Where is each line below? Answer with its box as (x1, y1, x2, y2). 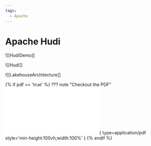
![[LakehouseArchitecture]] (5, 72, 61, 78)
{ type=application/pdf (99, 130, 146, 136)
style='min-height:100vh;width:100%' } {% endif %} (5, 135, 113, 141)
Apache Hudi (5, 36, 61, 47)
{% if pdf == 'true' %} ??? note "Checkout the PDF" (5, 82, 112, 88)
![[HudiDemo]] (5, 52, 35, 58)
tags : (5, 8, 17, 13)
